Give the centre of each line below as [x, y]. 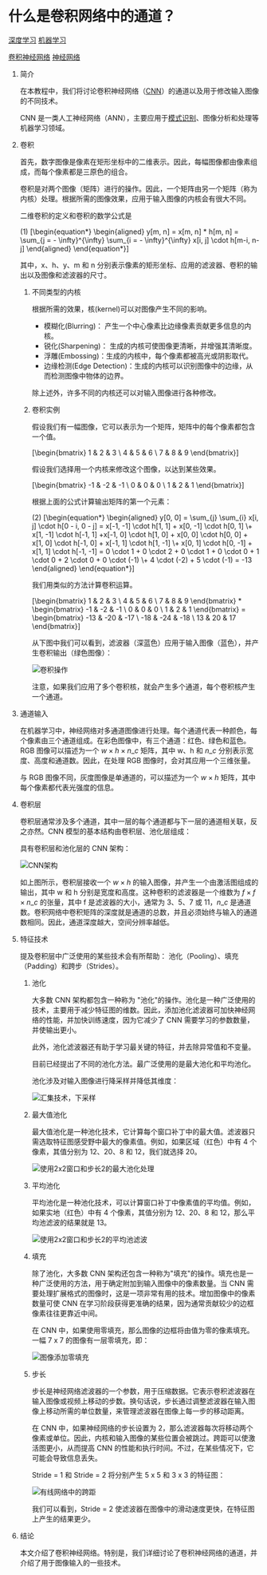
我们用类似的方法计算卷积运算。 [84, 584]
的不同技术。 [41, 101]
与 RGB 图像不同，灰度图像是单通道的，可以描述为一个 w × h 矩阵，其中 [138, 777]
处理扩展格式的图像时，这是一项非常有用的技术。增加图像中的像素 [147, 1293]
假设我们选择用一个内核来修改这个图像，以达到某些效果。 [126, 469]
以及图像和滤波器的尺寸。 [69, 275]
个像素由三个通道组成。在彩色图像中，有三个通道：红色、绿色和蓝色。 [135, 740]
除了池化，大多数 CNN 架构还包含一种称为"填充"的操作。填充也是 [139, 1273]
